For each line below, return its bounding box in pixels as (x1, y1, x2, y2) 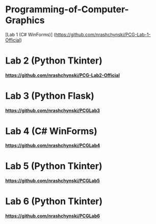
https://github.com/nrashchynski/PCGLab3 (5, 107, 100, 113)
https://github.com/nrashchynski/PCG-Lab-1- (55, 31, 151, 37)
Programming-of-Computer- (5, 4, 129, 15)
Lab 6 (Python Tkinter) (5, 196, 103, 207)
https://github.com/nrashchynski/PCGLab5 (5, 178, 100, 184)
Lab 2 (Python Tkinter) (5, 55, 103, 67)
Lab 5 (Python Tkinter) (5, 160, 103, 172)
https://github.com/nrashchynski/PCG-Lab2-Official (5, 72, 120, 78)
